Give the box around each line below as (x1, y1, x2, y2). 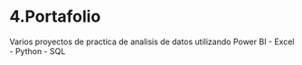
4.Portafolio (9, 6, 101, 27)
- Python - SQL (9, 45, 66, 56)
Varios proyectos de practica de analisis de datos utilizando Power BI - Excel (9, 36, 295, 47)
